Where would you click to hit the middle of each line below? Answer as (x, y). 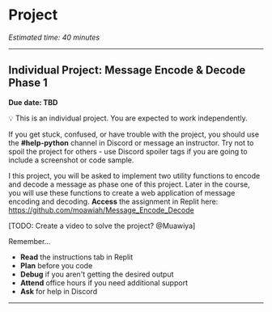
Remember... (30, 241)
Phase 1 (28, 83)
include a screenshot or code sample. (71, 160)
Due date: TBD (33, 102)
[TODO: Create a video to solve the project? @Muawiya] (102, 226)
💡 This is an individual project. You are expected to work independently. (128, 118)
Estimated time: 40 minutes (54, 37)
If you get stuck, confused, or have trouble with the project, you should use (134, 134)
